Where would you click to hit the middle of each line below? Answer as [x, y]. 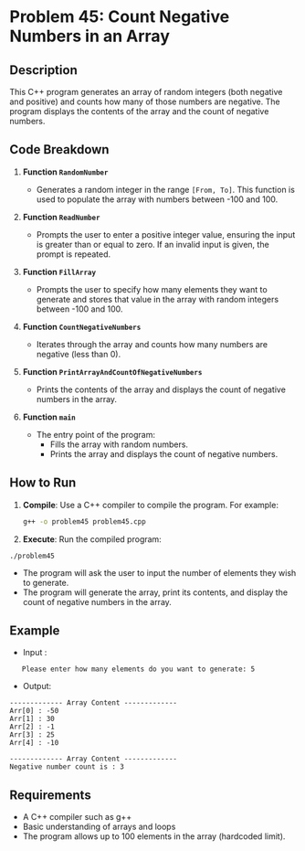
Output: [37, 686]
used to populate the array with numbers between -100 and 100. [157, 199]
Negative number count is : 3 [67, 767]
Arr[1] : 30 [32, 719]
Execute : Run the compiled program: [92, 539]
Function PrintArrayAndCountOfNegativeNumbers [112, 371]
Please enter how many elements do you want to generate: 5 [138, 669]
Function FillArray [59, 271]
